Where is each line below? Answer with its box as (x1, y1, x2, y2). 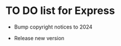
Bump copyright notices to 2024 (14, 23, 93, 30)
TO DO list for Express (5, 4, 115, 17)
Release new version (14, 34, 65, 41)
